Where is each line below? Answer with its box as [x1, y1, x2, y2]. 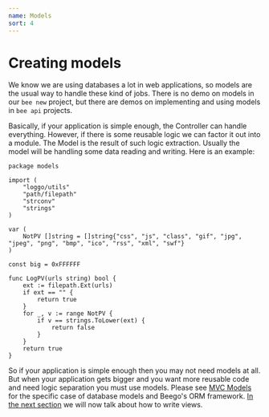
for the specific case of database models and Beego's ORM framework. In [8, 391, 254, 401]
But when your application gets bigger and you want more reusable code [8, 374, 250, 384]
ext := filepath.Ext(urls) [22, 281, 113, 289]
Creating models [8, 54, 122, 72]
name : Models [8, 11, 52, 20]
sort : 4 [8, 19, 35, 27]
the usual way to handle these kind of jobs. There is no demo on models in [8, 89, 255, 99]
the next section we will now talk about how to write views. [8, 400, 203, 410]
